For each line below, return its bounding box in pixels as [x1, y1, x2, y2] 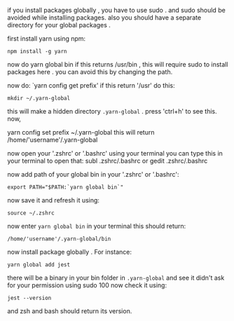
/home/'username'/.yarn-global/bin [7, 235, 111, 243]
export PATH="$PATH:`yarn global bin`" [7, 184, 124, 191]
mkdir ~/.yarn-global [7, 95, 71, 102]
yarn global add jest [7, 261, 71, 268]
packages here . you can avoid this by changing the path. [7, 68, 173, 76]
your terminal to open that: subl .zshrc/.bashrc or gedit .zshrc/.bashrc [7, 157, 208, 165]
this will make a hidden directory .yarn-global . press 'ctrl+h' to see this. [7, 107, 217, 115]
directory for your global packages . [7, 21, 111, 29]
